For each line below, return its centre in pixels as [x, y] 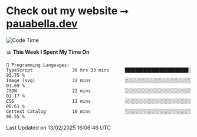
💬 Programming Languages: [38, 65]
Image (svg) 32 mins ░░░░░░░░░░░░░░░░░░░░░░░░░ [99, 80]
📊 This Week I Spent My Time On [48, 52]
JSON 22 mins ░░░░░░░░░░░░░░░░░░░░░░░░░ [99, 91]
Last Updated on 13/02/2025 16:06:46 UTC [58, 128]
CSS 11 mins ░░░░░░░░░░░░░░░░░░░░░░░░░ [99, 101]
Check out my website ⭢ [67, 11]
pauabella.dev [42, 24]
